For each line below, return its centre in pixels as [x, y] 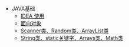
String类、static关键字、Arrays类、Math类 [72, 38]
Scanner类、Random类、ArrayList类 [64, 31]
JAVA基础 [23, 9]
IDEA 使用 [32, 16]
